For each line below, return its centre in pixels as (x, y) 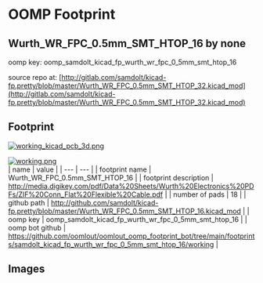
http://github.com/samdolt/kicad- (104, 202)
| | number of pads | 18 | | (205, 194)
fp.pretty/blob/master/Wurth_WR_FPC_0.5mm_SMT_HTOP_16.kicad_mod (124, 211)
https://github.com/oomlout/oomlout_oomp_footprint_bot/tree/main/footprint (131, 236)
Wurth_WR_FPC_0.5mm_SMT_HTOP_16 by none (127, 44)
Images (27, 269)
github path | (29, 202)
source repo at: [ (35, 77)
